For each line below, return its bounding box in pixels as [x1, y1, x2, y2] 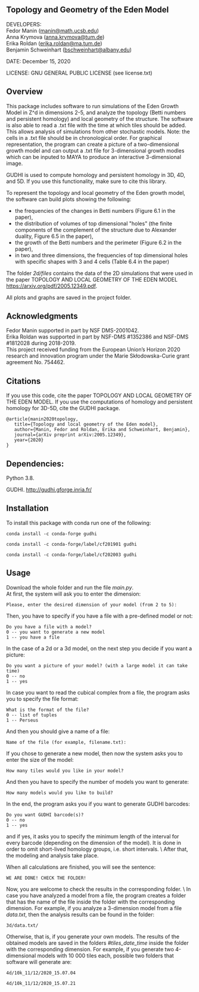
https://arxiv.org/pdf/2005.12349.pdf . [6, 282, 98, 289]
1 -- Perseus [6, 717, 39, 723]
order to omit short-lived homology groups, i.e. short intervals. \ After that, [6, 846, 189, 853]
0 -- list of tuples [6, 712, 58, 718]
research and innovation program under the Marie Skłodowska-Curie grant [6, 352, 189, 359]
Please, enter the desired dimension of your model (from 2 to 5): [6, 602, 178, 608]
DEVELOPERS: [6, 20, 42, 28]
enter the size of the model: [6, 756, 74, 763]
